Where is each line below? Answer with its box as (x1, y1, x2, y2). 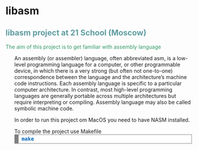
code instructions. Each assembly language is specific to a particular (14, 80, 182, 87)
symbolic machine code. (14, 105, 74, 112)
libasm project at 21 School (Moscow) (5, 28, 147, 38)
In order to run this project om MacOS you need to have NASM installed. (14, 116, 190, 123)
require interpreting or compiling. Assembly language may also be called (14, 99, 191, 106)
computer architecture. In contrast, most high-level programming (14, 86, 173, 93)
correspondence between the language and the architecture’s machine (14, 74, 187, 80)
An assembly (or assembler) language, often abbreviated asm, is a (14, 55, 176, 61)
